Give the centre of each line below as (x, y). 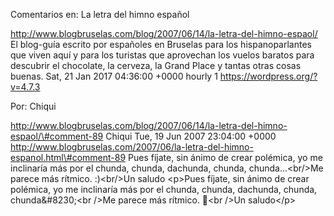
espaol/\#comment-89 (57, 136)
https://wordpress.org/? (268, 76)
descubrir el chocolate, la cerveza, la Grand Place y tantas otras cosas (156, 65)
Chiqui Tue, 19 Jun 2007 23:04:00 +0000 (191, 136)
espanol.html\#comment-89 (68, 157)
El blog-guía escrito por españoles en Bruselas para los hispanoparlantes (161, 44)
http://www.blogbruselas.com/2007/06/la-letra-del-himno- (132, 147)
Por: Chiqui (33, 106)
